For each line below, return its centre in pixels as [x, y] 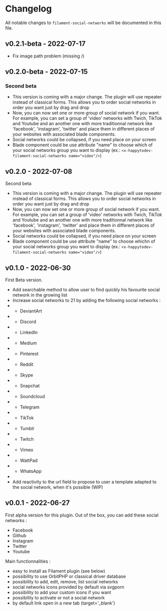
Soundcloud [32, 396]
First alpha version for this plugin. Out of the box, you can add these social [82, 515]
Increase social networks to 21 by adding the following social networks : [86, 300]
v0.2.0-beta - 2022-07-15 [46, 72]
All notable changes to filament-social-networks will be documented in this [83, 23]
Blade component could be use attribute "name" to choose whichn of [84, 241]
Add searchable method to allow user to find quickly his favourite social [86, 290]
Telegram [30, 407]
